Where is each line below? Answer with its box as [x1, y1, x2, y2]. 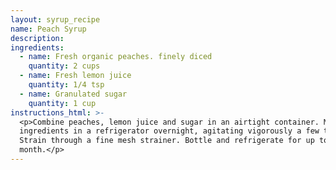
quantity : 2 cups [28, 61, 101, 71]
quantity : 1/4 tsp [28, 80, 105, 90]
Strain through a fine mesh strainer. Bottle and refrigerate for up [19, 136, 315, 146]
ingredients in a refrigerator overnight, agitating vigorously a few [19, 126, 320, 136]
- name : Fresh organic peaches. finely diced [19, 52, 213, 62]
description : [10, 33, 65, 43]
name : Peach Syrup [10, 24, 87, 34]
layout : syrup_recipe [10, 14, 101, 25]
